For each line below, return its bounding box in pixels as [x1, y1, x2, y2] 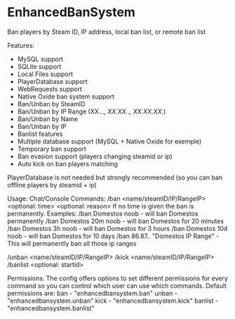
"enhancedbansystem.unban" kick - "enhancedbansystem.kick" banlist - [7, 296, 219, 305]
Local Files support [17, 70, 74, 78]
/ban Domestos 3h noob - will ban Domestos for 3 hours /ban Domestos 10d [7, 224, 228, 232]
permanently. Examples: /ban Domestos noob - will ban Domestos [7, 209, 199, 218]
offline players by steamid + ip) [7, 180, 97, 189]
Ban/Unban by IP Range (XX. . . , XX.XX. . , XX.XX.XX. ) [17, 107, 166, 115]
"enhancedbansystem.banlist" [7, 304, 95, 312]
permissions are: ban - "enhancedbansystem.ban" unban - [7, 289, 177, 297]
